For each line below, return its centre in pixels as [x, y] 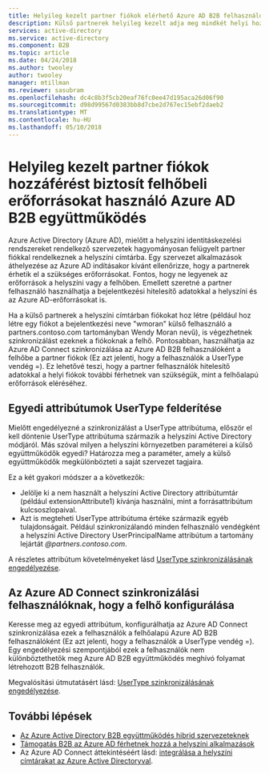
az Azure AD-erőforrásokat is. [58, 299]
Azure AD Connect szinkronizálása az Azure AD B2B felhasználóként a [125, 349]
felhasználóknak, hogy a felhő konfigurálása [121, 605]
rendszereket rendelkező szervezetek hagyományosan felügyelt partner [127, 248]
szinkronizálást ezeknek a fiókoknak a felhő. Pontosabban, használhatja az [131, 340]
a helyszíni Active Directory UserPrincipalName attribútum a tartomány [137, 535]
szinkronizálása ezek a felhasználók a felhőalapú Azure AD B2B [113, 633]
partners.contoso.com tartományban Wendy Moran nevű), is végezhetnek [130, 332]
